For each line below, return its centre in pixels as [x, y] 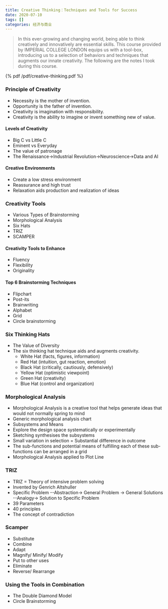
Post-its [21, 299]
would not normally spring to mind [49, 414]
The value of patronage [37, 151]
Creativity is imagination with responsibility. [58, 111]
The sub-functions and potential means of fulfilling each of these [81, 446]
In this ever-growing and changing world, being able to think [81, 39]
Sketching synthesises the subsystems [54, 435]
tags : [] [15, 19]
